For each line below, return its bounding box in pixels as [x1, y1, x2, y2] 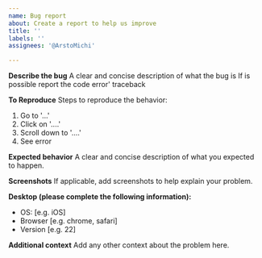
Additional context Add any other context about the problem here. [8, 240, 230, 250]
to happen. [8, 160, 44, 170]
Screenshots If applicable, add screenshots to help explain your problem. [8, 177, 253, 186]
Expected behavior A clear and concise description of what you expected [8, 152, 255, 162]
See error [19, 136, 52, 146]
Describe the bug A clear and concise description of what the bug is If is [8, 71, 251, 81]
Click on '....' [19, 119, 61, 129]
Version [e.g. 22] [19, 225, 77, 235]
